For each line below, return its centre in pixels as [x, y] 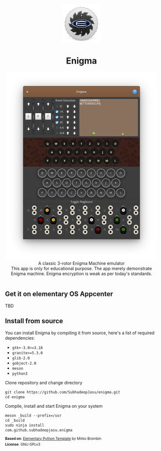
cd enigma [15, 397]
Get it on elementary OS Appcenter [59, 294]
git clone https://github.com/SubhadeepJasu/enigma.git [63, 392]
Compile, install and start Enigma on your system [54, 406]
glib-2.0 [21, 358]
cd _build [15, 420]
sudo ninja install [25, 425]
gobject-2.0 [24, 363]
